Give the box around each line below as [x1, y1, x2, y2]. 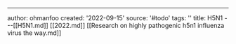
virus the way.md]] [7, 29, 62, 37]
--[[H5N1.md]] [7, 22, 49, 29]
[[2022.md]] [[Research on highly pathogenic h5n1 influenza [50, 22, 225, 29]
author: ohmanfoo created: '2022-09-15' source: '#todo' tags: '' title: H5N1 [7, 14, 223, 22]
